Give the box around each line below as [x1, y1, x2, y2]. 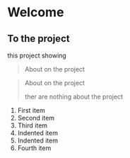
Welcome [7, 4, 64, 21]
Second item [17, 114, 55, 122]
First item [17, 106, 45, 114]
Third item [17, 121, 48, 130]
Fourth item [17, 144, 52, 152]
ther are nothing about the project [24, 93, 124, 101]
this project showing [7, 51, 67, 60]
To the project [7, 33, 70, 45]
